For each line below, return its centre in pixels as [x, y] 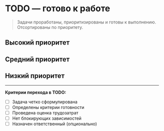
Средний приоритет [37, 59]
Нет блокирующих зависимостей [47, 118]
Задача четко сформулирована [45, 102]
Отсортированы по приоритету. [50, 27]
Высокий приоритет [37, 43]
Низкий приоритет [35, 76]
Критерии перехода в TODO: [36, 92]
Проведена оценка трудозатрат [45, 112]
